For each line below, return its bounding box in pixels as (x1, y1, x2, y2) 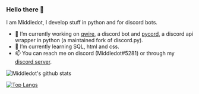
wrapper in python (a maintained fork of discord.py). (14, 37, 144, 44)
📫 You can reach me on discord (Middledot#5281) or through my (14, 50, 175, 57)
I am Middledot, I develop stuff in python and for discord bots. (6, 19, 157, 26)
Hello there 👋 (6, 5, 45, 14)
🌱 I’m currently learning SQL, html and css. (14, 43, 120, 50)
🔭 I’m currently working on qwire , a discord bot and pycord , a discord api (14, 30, 194, 37)
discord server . (14, 58, 52, 65)
